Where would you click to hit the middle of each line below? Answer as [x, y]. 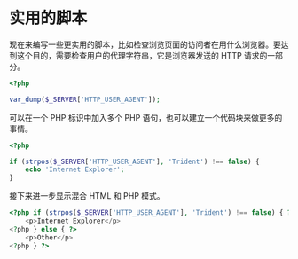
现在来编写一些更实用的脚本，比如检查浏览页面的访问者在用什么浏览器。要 [145, 44]
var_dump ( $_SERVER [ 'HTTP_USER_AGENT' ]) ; [85, 99]
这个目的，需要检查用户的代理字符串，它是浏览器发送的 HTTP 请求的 [142, 55]
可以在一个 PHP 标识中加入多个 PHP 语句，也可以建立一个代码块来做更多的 [146, 117]
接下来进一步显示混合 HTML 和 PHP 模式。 [87, 196]
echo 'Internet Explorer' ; [75, 169]
